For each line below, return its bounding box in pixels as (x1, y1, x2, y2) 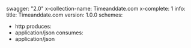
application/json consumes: (14, 29, 83, 36)
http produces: (14, 23, 52, 30)
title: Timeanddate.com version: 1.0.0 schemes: (6, 11, 123, 18)
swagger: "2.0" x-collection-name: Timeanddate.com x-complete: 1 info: (6, 5, 186, 12)
